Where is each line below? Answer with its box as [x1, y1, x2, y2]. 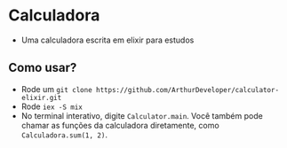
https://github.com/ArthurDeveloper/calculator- [95, 85, 280, 94]
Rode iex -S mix [20, 101, 84, 112]
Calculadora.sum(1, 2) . [20, 129, 108, 140]
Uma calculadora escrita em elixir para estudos [20, 35, 195, 45]
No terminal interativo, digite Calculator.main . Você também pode [20, 110, 263, 121]
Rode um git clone [20, 83, 92, 94]
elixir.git [20, 93, 62, 102]
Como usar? [8, 60, 77, 75]
